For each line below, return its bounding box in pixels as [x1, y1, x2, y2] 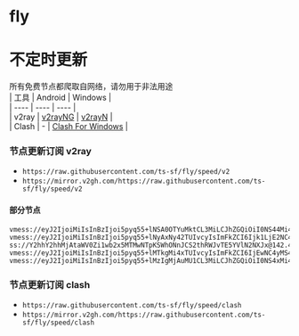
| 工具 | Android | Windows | [9, 92, 112, 103]
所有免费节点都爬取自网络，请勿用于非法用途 [9, 81, 174, 92]
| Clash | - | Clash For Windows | [9, 121, 129, 132]
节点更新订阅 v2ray [9, 145, 92, 158]
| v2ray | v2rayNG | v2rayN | [9, 111, 113, 122]
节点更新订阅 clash [9, 278, 91, 291]
